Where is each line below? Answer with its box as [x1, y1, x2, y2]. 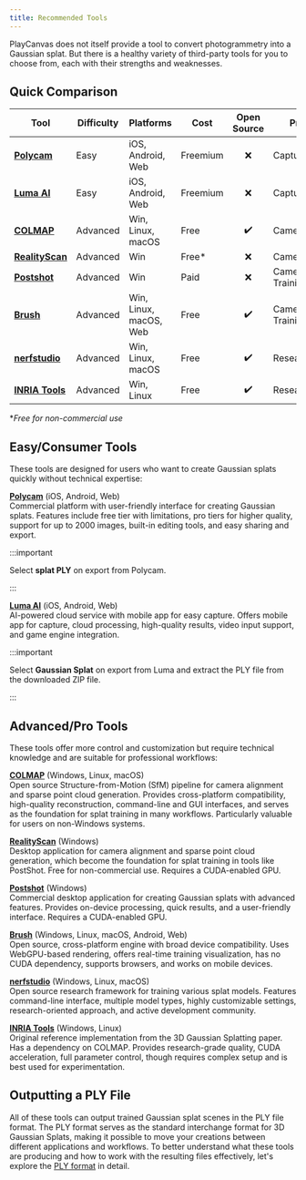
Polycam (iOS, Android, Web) [9, 491, 120, 502]
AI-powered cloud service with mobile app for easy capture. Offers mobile [9, 610, 289, 621]
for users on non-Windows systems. [9, 818, 146, 829]
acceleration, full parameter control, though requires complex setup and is [9, 1052, 289, 1062]
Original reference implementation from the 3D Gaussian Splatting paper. [9, 1032, 283, 1043]
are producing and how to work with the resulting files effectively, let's [9, 1150, 274, 1162]
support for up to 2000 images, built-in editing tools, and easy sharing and [9, 520, 290, 531]
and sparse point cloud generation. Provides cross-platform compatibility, [9, 789, 287, 800]
